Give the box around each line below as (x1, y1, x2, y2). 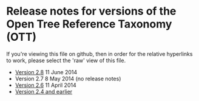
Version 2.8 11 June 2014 (15, 68, 78, 75)
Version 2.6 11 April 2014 (15, 81, 77, 89)
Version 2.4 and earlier (15, 88, 73, 95)
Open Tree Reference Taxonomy (6, 17, 172, 31)
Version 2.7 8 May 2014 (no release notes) (15, 75, 121, 82)
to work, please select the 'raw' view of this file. (6, 57, 126, 64)
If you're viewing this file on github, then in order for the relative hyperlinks (6, 50, 193, 57)
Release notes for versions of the (6, 4, 177, 18)
